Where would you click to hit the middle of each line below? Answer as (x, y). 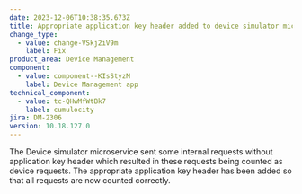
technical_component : (50, 93)
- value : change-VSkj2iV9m (68, 43)
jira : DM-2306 (36, 118)
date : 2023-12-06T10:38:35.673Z (70, 18)
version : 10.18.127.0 (50, 127)
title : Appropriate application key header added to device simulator (144, 26)
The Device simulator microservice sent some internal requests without (141, 152)
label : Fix (46, 51)
